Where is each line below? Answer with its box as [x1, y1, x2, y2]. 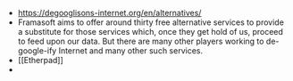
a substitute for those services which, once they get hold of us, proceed [17, 27, 284, 36]
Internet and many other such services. [58, 45, 204, 56]
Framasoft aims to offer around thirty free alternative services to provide [17, 17, 284, 28]
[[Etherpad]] [17, 55, 64, 65]
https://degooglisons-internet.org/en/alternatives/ [17, 8, 202, 18]
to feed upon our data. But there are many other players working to [17, 36, 264, 46]
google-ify [17, 45, 57, 56]
